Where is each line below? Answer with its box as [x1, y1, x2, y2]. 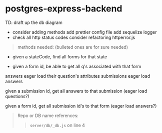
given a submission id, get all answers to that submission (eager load [5, 88, 147, 94]
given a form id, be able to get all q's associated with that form [12, 63, 141, 69]
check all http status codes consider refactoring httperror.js [12, 34, 135, 40]
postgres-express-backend [5, 3, 122, 14]
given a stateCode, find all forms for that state [12, 53, 107, 60]
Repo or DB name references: [17, 113, 79, 119]
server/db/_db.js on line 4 [29, 122, 85, 128]
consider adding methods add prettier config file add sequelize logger [12, 29, 157, 35]
